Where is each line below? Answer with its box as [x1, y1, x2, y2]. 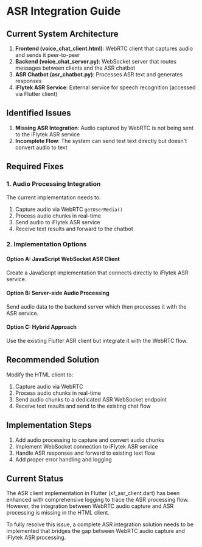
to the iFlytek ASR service [15, 130, 80, 138]
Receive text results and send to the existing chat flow [15, 402, 151, 409]
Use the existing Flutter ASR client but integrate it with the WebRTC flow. [6, 337, 188, 345]
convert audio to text [15, 144, 68, 151]
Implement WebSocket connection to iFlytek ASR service [15, 442, 158, 450]
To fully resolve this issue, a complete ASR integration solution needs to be [6, 521, 193, 528]
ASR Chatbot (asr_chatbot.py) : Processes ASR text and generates [15, 71, 183, 78]
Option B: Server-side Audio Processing [6, 289, 110, 297]
